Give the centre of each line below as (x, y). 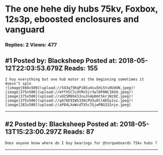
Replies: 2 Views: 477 (31, 45)
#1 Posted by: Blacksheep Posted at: (61, 60)
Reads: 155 (81, 68)
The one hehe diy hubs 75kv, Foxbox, (81, 9)
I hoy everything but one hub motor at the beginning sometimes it (75, 79)
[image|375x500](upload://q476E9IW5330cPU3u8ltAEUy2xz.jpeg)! (69, 101)
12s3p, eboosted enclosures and (72, 19)
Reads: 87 (79, 132)
